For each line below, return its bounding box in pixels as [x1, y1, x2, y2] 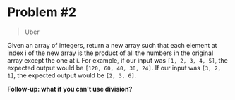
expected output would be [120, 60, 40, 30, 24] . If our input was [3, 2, [7, 63, 222, 72]
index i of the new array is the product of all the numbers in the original [7, 49, 214, 57]
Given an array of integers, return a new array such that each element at [7, 41, 217, 49]
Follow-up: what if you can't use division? [7, 85, 133, 93]
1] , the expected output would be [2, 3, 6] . [7, 71, 137, 80]
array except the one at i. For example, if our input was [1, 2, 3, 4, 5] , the [7, 56, 228, 64]
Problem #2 [7, 4, 76, 20]
